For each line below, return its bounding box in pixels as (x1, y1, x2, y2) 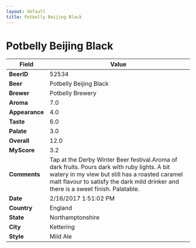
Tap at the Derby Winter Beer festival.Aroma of (49, 156, 178, 164)
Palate (9, 127, 27, 135)
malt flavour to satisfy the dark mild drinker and (49, 178, 179, 186)
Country (9, 204, 33, 212)
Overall (9, 137, 30, 145)
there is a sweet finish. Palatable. (49, 185, 140, 193)
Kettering (49, 223, 75, 231)
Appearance (9, 108, 44, 116)
